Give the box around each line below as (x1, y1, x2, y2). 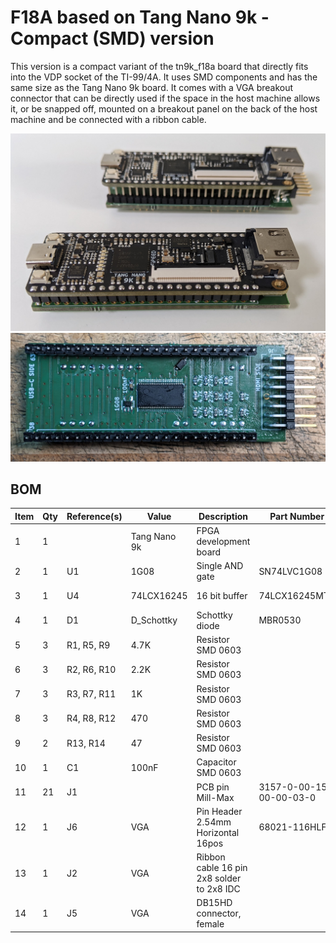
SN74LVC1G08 (258, 565, 323, 577)
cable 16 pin (196, 862, 248, 874)
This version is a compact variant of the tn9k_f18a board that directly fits (10, 60, 309, 72)
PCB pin (196, 781, 230, 793)
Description (198, 510, 249, 522)
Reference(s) (66, 510, 123, 522)
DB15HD (196, 897, 233, 909)
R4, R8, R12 (66, 712, 117, 725)
